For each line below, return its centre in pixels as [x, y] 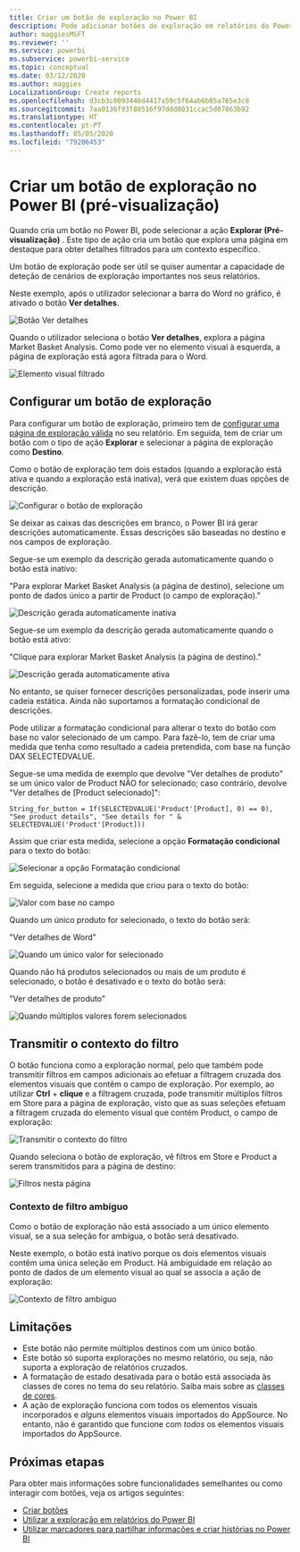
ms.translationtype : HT [54, 117]
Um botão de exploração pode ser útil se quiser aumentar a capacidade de [147, 266]
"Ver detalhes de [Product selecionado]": [85, 793]
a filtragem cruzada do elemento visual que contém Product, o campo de [144, 1112]
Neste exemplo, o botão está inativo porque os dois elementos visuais [138, 1253]
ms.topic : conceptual [50, 68]
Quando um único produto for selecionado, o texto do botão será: [130, 919]
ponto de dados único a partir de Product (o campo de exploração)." [135, 595]
